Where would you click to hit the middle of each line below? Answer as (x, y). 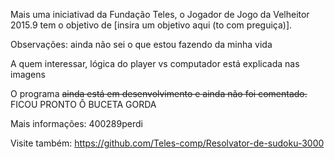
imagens (28, 74)
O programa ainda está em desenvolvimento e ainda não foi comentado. (159, 93)
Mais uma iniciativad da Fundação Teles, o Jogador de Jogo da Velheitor (160, 14)
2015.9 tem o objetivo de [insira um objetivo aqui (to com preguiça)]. (151, 25)
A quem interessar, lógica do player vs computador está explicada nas (155, 63)
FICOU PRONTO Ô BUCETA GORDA (83, 104)
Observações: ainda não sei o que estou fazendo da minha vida (141, 44)
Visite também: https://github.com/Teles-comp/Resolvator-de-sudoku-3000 (167, 143)
